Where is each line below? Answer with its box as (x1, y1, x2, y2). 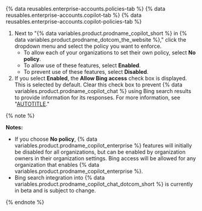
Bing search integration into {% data (14, 174, 105, 181)
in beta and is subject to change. (14, 187, 96, 194)
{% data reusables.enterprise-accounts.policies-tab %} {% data (5, 5, 166, 12)
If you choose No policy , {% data (14, 135, 97, 143)
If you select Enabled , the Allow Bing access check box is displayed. (14, 75, 187, 82)
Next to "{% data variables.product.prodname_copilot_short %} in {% (14, 30, 187, 37)
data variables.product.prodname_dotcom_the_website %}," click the (14, 36, 187, 43)
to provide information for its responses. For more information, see (14, 94, 181, 101)
